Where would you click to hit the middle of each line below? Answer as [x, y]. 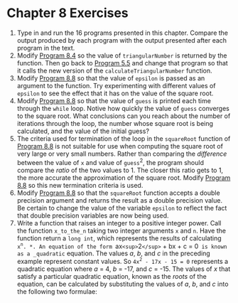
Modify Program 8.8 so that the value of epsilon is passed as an [111, 78]
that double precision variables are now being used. [93, 216]
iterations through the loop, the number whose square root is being [115, 123]
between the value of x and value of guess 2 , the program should [110, 161]
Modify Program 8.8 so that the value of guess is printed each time [114, 100]
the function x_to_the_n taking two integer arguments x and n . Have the [121, 230]
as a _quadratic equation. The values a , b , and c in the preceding [113, 253]
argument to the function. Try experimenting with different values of [116, 85]
